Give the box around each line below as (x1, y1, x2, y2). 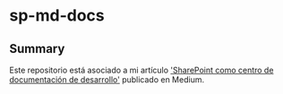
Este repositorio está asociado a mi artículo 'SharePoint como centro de (9, 64, 274, 75)
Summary (9, 41, 65, 56)
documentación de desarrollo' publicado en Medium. (9, 74, 204, 85)
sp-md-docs (9, 5, 105, 26)
